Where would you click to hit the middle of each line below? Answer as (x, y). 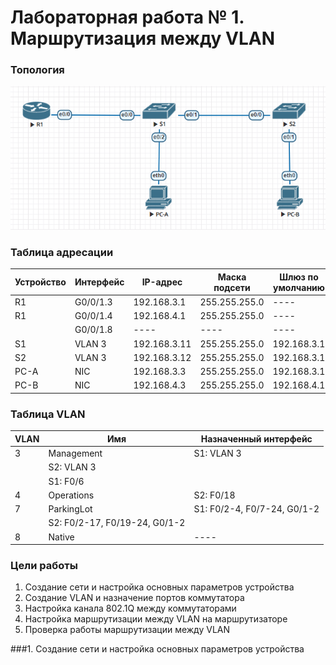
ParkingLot (70, 509)
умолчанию (299, 287)
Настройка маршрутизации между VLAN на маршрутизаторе (156, 619)
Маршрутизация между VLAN (143, 38)
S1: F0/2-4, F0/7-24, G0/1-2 (256, 509)
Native (61, 537)
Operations (71, 495)
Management (75, 453)
